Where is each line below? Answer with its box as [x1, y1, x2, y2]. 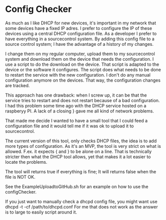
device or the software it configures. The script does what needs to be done [5, 66, 162, 73]
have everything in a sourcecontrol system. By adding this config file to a [5, 36, 155, 42]
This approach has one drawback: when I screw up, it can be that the [5, 92, 147, 98]
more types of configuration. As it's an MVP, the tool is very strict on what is [5, 143, 162, 149]
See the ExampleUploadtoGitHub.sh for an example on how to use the [5, 183, 149, 190]
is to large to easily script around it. [5, 209, 78, 215]
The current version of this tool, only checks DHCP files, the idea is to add [5, 138, 157, 144]
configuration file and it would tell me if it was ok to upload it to [5, 123, 134, 129]
